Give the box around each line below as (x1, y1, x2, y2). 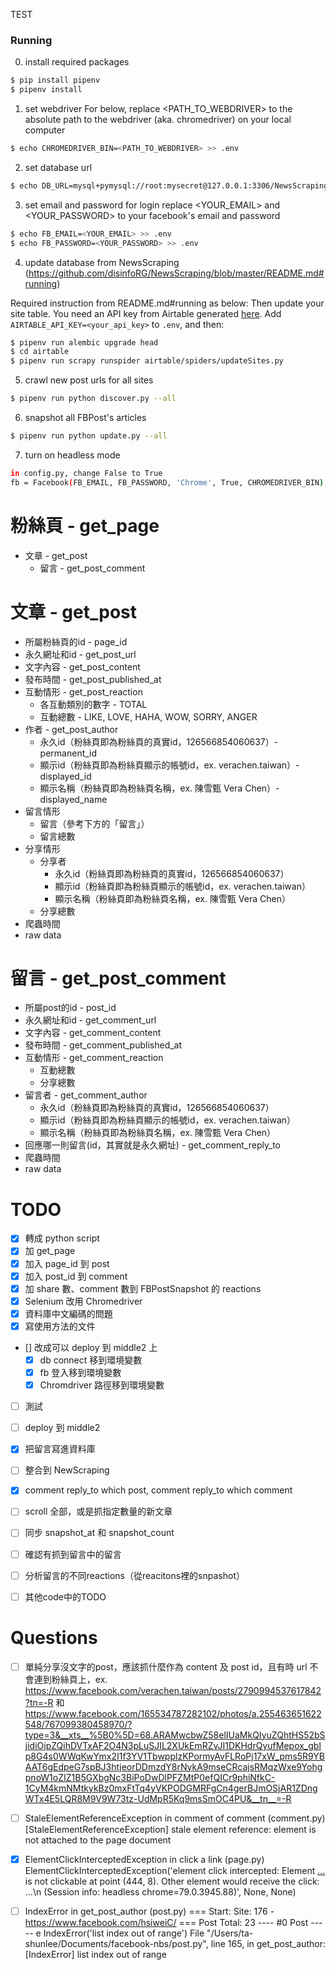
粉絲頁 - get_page (10, 514, 160, 537)
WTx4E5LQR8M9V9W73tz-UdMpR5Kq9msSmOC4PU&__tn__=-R (24, 1792, 292, 1804)
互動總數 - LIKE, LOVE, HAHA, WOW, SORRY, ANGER (39, 710, 258, 723)
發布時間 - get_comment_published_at (24, 1039, 183, 1051)
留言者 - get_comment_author (24, 1089, 148, 1101)
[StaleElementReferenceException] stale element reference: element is (24, 1823, 317, 1835)
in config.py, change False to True (10, 468, 163, 478)
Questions (10, 1626, 98, 1649)
